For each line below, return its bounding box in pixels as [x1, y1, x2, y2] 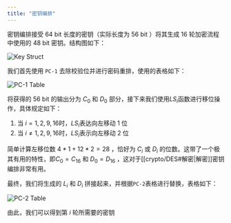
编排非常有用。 [7, 164, 50, 173]
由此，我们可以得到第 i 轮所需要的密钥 [7, 209, 115, 217]
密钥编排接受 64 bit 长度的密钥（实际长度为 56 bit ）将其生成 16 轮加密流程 [7, 30, 219, 38]
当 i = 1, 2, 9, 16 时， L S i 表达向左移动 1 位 [17, 119, 128, 129]
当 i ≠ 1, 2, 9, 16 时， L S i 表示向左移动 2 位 [17, 129, 129, 139]
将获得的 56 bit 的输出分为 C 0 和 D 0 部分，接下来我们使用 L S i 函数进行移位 [7, 95, 214, 104]
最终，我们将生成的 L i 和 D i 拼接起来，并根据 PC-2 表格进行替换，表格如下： [7, 179, 219, 189]
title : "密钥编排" [7, 10, 57, 17]
